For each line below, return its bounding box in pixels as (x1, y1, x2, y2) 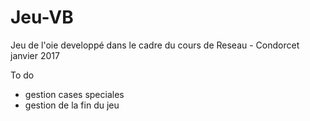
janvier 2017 (10, 49, 60, 61)
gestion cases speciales (24, 88, 125, 100)
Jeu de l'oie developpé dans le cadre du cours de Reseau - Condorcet (10, 39, 300, 51)
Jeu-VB (10, 6, 74, 29)
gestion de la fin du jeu (24, 99, 120, 111)
